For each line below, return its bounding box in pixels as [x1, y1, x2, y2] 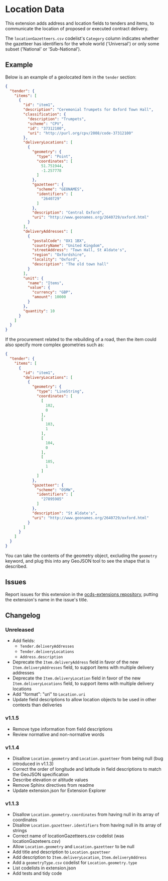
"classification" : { [23, 112, 66, 117]
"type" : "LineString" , [37, 389, 84, 394]
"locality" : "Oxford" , [32, 257, 80, 262]
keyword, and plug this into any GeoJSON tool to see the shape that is [5, 558, 150, 564]
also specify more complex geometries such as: [5, 342, 104, 348]
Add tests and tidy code [12, 870, 62, 876]
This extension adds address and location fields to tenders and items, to [5, 20, 154, 26]
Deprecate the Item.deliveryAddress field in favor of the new [12, 659, 139, 665]
